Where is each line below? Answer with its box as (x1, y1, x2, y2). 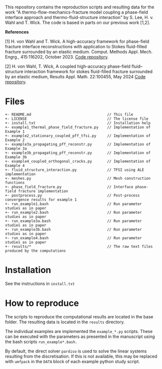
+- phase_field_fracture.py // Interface (5, 184, 133, 189)
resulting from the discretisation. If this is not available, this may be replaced (5, 353, 158, 359)
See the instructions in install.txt (5, 280, 75, 286)
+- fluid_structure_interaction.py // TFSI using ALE (5, 167, 145, 172)
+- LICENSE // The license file (5, 116, 149, 121)
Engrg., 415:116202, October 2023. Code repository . (5, 54, 109, 60)
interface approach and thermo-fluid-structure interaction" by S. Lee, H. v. (5, 15, 154, 20)
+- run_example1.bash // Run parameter (5, 202, 142, 206)
